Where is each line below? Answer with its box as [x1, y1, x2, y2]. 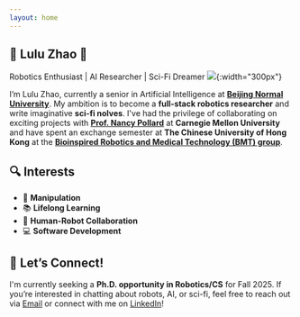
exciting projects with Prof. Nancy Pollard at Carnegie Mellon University [9, 118, 281, 129]
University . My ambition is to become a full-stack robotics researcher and [9, 98, 290, 109]
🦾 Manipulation [22, 193, 81, 204]
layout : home [9, 13, 59, 23]
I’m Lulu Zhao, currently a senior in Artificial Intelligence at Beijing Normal [9, 89, 284, 100]
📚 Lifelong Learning [22, 203, 101, 213]
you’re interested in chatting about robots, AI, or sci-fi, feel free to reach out [9, 289, 291, 300]
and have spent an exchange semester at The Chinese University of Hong [9, 127, 287, 138]
